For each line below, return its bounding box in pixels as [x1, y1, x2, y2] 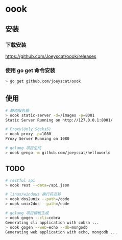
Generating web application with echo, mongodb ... [5, 229, 117, 235]
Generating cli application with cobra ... [5, 220, 100, 225]
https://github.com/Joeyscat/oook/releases [5, 53, 96, 59]
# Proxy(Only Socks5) [5, 127, 52, 132]
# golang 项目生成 [5, 146, 41, 151]
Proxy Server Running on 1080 [5, 136, 70, 141]
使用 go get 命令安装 [5, 67, 56, 74]
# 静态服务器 [5, 108, 29, 113]
